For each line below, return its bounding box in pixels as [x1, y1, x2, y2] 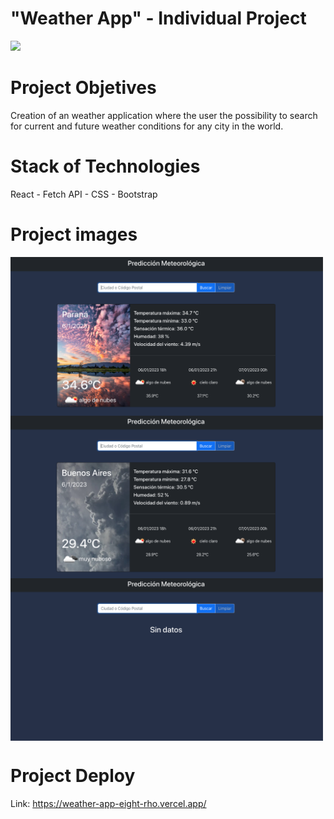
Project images [10, 223, 138, 246]
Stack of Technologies [10, 155, 201, 178]
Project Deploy [10, 765, 136, 787]
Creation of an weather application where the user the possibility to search [10, 109, 318, 121]
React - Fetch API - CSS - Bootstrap [10, 188, 158, 200]
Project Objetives [10, 77, 157, 99]
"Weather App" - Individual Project [10, 7, 307, 30]
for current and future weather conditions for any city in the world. [10, 120, 284, 132]
